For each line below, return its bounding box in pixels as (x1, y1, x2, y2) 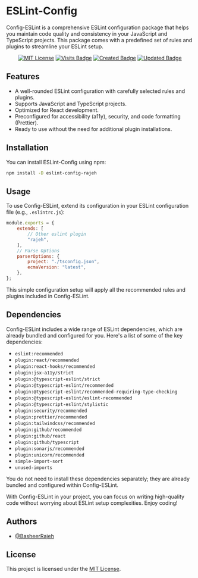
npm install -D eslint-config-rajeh (6, 170, 97, 176)
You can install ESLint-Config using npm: (6, 158, 106, 165)
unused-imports (14, 464, 53, 471)
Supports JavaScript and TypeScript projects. (14, 100, 127, 107)
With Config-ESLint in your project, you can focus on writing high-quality (6, 493, 185, 500)
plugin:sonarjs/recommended (14, 445, 84, 452)
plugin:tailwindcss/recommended (14, 420, 95, 426)
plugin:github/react (14, 433, 66, 439)
